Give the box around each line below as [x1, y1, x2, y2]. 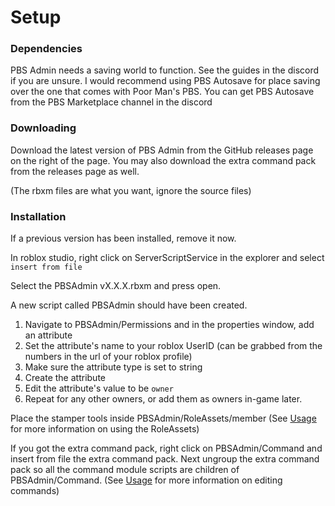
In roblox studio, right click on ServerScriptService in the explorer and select [10, 252, 325, 264]
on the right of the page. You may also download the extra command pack [10, 154, 317, 166]
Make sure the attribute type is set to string [24, 361, 203, 373]
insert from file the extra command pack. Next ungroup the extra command [10, 453, 320, 465]
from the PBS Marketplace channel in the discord [10, 96, 213, 108]
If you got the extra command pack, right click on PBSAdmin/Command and [10, 442, 323, 455]
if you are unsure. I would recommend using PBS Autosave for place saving [10, 75, 321, 87]
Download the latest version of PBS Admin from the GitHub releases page [10, 144, 314, 156]
